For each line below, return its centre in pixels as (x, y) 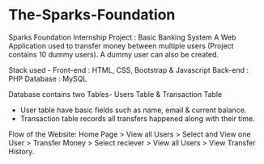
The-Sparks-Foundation (92, 15)
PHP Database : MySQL (48, 78)
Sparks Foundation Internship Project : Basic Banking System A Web (122, 37)
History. (21, 151)
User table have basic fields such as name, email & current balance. (133, 110)
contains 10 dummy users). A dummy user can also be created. (114, 54)
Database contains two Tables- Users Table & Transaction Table (115, 94)
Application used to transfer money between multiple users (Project (121, 45)
